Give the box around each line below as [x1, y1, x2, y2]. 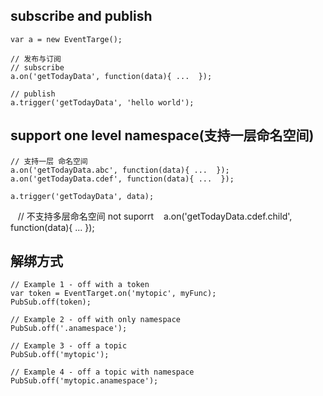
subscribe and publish [10, 8, 153, 25]
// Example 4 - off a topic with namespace [10, 367, 195, 378]
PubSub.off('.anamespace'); [10, 324, 128, 334]
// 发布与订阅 [10, 54, 62, 64]
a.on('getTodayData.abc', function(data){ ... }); [10, 165, 230, 175]
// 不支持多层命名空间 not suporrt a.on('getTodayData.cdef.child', [17, 210, 293, 222]
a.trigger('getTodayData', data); [10, 191, 155, 201]
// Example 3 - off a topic [10, 341, 128, 351]
